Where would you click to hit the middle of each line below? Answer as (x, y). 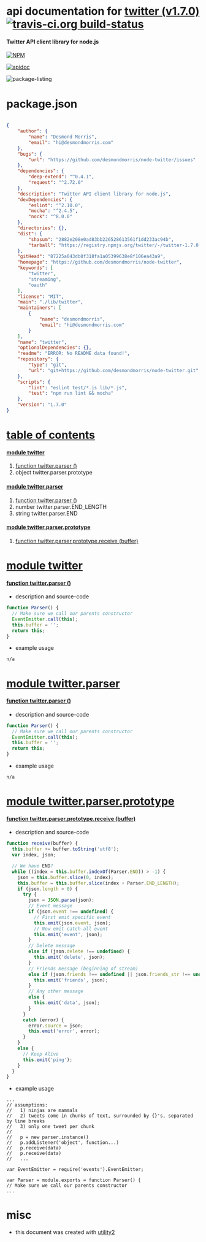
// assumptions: (27, 1105)
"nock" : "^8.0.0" (50, 217)
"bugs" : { (30, 154)
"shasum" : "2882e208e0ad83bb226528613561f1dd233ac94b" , (101, 239)
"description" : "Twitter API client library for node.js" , (94, 194)
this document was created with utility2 (65, 1232)
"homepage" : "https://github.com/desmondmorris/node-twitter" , (100, 262)
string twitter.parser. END (46, 513)
